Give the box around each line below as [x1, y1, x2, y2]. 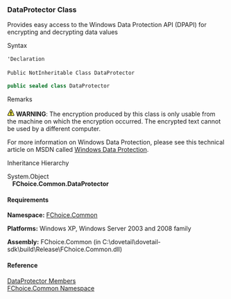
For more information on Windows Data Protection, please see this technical [7, 138, 225, 146]
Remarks [7, 95, 33, 103]
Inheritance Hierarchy [7, 159, 69, 167]
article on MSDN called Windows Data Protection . [7, 146, 149, 154]
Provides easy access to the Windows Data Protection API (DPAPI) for [7, 21, 207, 29]
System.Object [7, 172, 49, 181]
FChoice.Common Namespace [7, 284, 95, 292]
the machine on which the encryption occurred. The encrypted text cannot [7, 117, 221, 126]
